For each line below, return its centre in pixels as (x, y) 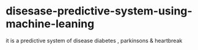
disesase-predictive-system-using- (99, 11)
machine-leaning (50, 24)
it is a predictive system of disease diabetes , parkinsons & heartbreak (94, 40)
